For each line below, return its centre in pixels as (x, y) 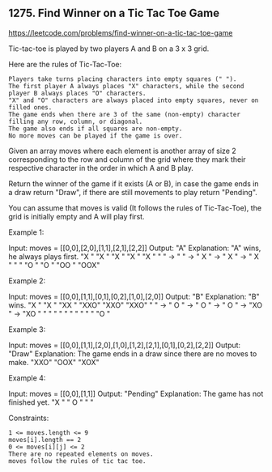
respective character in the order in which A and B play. (101, 168)
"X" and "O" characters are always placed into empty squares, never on (134, 100)
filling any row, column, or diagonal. (76, 121)
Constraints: (29, 418)
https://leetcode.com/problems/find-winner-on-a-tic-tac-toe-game (121, 32)
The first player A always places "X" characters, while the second (126, 86)
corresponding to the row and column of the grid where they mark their (127, 159)
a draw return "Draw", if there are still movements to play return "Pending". (133, 192)
